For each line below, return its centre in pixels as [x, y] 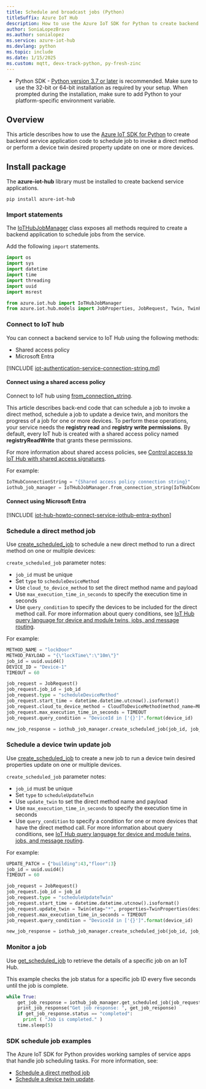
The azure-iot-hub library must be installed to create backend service [95, 182]
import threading [29, 280]
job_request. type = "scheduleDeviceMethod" [63, 695]
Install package [36, 167]
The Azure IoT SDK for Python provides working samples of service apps [99, 1054]
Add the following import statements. [53, 247]
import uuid [21, 286]
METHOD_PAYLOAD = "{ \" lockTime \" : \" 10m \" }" [63, 655]
